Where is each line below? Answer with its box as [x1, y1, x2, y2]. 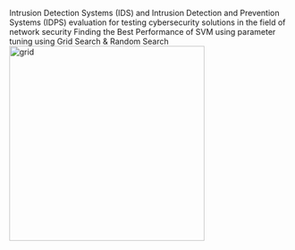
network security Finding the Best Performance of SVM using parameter [9, 27, 276, 37]
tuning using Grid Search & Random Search [9, 36, 169, 46]
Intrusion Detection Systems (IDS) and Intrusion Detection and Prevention [9, 8, 280, 18]
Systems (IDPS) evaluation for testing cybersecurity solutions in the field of [9, 17, 286, 28]
